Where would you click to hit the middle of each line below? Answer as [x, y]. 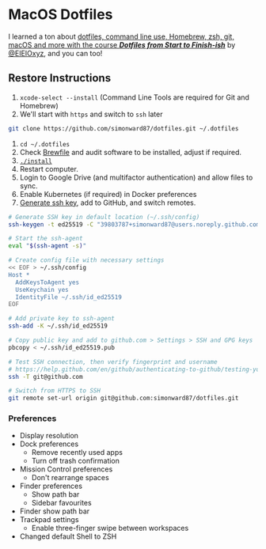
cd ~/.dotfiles [45, 144]
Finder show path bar [55, 511]
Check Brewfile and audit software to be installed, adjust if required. [130, 152]
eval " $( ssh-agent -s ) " [47, 246]
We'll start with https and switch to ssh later [91, 114]
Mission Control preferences [66, 469]
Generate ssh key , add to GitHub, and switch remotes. [108, 203]
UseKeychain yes [42, 290]
